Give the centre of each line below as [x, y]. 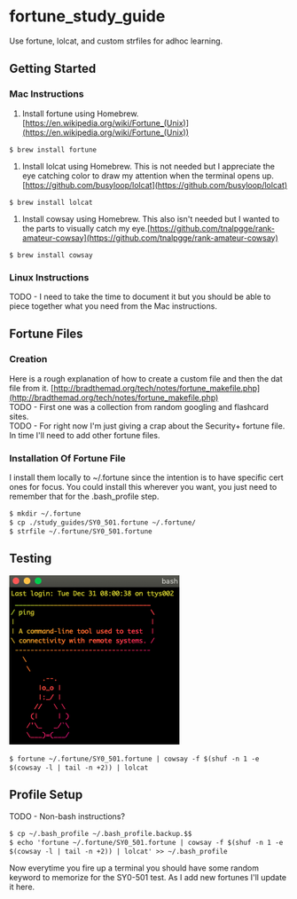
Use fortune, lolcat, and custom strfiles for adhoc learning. [116, 41]
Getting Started [53, 69]
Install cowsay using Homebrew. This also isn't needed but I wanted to [151, 218]
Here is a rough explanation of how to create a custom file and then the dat [146, 378]
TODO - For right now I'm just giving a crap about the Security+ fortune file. [147, 426]
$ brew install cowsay [51, 255]
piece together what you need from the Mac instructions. [113, 306]
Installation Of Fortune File [67, 458]
